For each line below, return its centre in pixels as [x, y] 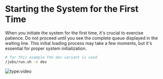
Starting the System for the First [72, 9]
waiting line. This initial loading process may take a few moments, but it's [79, 43]
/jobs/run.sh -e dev [26, 62]
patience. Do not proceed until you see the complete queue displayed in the [81, 38]
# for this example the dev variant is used [51, 57]
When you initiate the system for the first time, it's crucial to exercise [74, 33]
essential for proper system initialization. [46, 48]
